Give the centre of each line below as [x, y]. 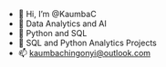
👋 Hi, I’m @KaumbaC [57, 14]
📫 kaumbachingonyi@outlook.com [84, 53]
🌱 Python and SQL [52, 33]
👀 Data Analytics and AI [62, 24]
